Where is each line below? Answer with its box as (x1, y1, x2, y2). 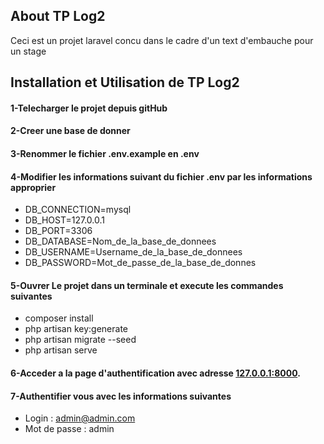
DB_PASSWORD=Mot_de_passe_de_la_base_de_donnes (24, 257, 257, 269)
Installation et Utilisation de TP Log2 (10, 74, 240, 91)
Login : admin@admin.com (24, 412, 136, 424)
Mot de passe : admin (24, 423, 115, 435)
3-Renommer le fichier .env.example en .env (10, 147, 200, 159)
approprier (10, 181, 57, 193)
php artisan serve (24, 344, 98, 356)
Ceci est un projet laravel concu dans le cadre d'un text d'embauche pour (10, 34, 314, 46)
